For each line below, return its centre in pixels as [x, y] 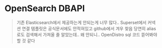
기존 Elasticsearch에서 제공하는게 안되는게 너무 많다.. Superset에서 [81, 22]
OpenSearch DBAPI [45, 8]
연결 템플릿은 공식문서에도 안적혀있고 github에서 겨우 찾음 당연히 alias [89, 28]
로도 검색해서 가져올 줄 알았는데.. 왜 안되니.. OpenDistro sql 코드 [78, 34]
